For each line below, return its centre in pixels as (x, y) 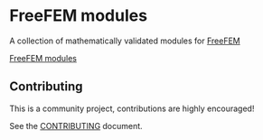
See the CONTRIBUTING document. (76, 126)
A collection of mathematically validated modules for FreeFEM (125, 41)
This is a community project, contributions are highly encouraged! (132, 108)
